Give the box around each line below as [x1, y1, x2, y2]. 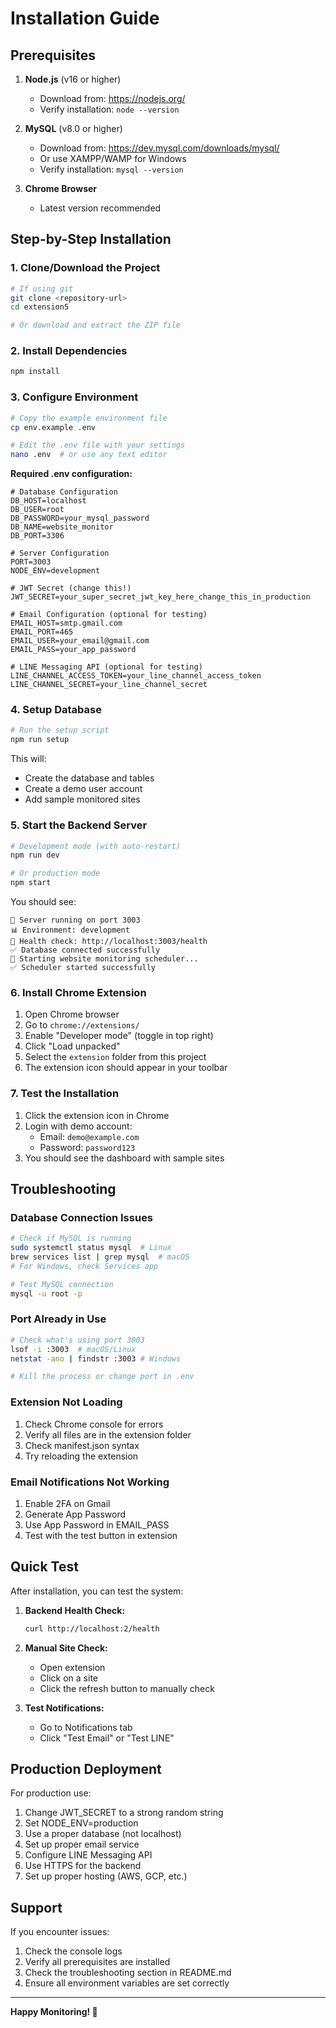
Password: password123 [39, 1141, 136, 1153]
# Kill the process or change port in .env [10, 1372, 195, 1382]
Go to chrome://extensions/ [24, 1019, 140, 1031]
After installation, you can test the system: [10, 1585, 184, 1597]
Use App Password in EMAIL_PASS [24, 1518, 170, 1531]
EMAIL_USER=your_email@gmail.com [10, 636, 150, 646]
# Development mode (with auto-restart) [10, 841, 182, 851]
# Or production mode [10, 868, 101, 879]
